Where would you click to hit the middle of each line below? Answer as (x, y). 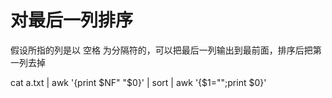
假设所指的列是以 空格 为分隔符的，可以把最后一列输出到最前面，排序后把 (161, 50)
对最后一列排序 (72, 20)
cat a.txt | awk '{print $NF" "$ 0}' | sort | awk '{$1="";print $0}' (138, 82)
